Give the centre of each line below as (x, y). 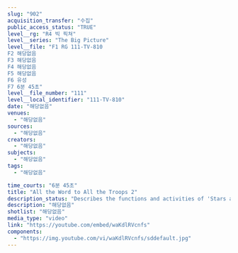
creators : (22, 139)
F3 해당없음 (22, 60)
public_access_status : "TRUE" (52, 27)
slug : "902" (25, 14)
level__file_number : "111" (47, 93)
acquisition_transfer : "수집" (50, 21)
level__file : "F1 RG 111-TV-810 (55, 47)
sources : (20, 126)
